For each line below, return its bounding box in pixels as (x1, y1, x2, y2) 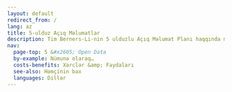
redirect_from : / (7, 17, 57, 24)
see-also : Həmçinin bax (13, 68, 81, 75)
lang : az (7, 23, 32, 30)
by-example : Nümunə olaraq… (13, 55, 95, 62)
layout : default (7, 10, 54, 17)
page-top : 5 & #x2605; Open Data (13, 49, 107, 56)
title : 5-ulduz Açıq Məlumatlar (7, 29, 100, 37)
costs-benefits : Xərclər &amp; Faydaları (13, 62, 135, 68)
